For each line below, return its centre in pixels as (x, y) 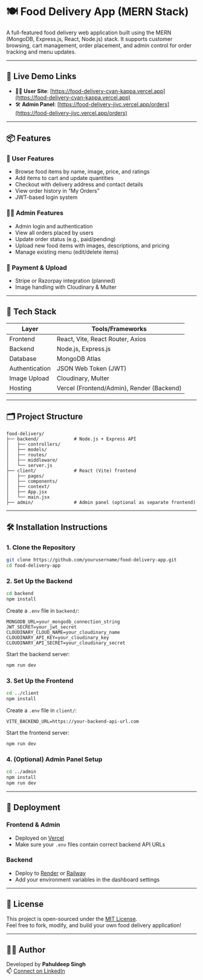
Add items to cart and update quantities (64, 178)
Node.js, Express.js (84, 349)
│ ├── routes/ (27, 455)
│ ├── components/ (32, 481)
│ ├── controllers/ (34, 444)
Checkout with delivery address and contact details (79, 184)
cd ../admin (21, 772)
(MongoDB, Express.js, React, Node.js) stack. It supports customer (89, 39)
